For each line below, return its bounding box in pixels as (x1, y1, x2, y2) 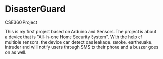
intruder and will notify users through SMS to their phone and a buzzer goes (5, 44, 159, 50)
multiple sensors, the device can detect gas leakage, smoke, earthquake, (5, 39, 153, 44)
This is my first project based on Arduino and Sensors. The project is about (5, 29, 157, 34)
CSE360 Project (5, 19, 38, 25)
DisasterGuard (5, 3, 66, 15)
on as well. (5, 49, 27, 55)
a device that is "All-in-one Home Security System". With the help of (5, 34, 143, 40)
